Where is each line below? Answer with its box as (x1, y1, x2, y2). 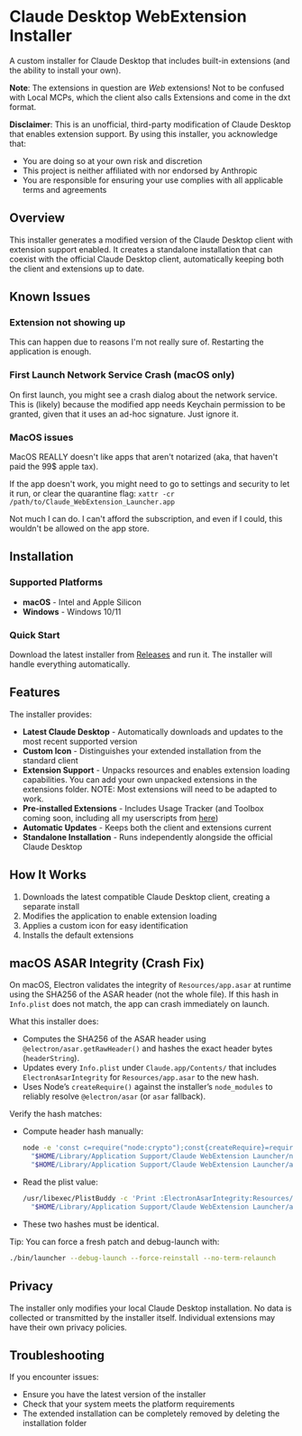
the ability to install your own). (9, 65, 122, 76)
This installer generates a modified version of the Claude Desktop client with (9, 234, 294, 245)
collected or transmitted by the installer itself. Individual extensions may (9, 1312, 276, 1322)
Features (9, 685, 60, 700)
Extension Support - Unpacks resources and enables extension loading (22, 764, 290, 775)
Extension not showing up (9, 316, 126, 329)
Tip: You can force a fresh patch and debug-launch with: (9, 1236, 220, 1247)
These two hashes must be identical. (22, 1219, 160, 1230)
